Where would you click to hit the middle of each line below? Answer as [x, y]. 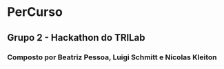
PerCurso [35, 12]
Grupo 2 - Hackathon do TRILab [76, 38]
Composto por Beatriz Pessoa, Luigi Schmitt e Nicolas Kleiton [112, 57]
